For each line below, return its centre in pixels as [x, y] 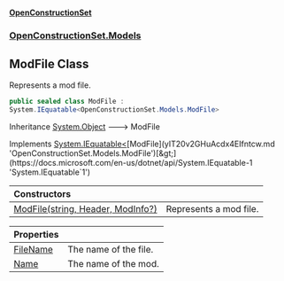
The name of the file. [111, 250]
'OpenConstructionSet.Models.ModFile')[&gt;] [93, 153]
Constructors [42, 194]
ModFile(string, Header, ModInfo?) [85, 209]
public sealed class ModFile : [67, 102]
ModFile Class [49, 63]
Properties [36, 235]
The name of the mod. [113, 264]
